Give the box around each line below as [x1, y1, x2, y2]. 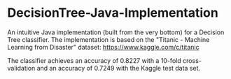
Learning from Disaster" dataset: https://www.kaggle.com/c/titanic [7, 43, 199, 51]
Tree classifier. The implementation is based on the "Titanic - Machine [7, 35, 210, 43]
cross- [182, 56, 202, 64]
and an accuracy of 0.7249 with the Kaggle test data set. [36, 64, 201, 72]
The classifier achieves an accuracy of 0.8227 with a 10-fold [7, 56, 181, 64]
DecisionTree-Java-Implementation [7, 5, 218, 21]
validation [7, 64, 36, 72]
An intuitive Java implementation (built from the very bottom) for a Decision [7, 28, 225, 36]
